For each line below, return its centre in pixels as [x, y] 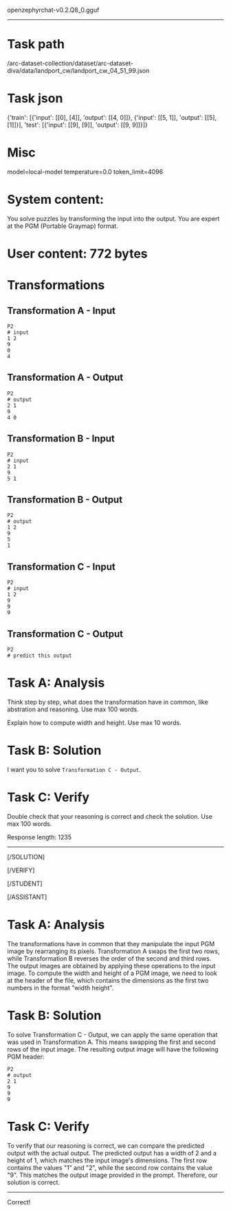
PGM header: [26, 1056]
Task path [36, 44]
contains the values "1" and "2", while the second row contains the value [110, 1167]
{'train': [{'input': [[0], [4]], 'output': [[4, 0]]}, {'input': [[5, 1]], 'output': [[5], [112, 117]
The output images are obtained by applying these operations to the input [111, 965]
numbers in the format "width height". [60, 988]
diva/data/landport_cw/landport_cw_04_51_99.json [78, 70]
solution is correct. [34, 1182]
